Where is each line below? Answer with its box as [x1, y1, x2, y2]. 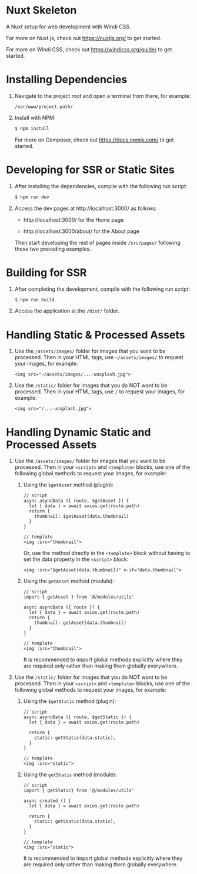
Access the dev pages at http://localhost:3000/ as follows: [14, 205, 157, 212]
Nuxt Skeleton [6, 4, 77, 17]
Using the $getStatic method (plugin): [23, 698, 116, 705]
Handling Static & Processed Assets [6, 328, 185, 341]
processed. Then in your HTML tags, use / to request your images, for [14, 388, 185, 395]
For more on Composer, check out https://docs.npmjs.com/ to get [14, 136, 175, 143]
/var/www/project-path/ [14, 104, 74, 110]
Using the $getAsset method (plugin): [23, 481, 113, 488]
